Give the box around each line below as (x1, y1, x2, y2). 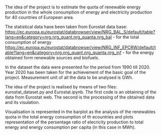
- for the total (113, 34, 139, 40)
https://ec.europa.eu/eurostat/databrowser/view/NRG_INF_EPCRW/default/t (5, 45, 156, 50)
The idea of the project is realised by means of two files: (5, 84, 117, 89)
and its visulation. (5, 100, 40, 105)
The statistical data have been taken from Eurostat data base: (5, 24, 128, 30)
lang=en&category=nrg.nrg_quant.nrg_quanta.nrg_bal (5, 34, 112, 40)
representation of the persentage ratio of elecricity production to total (5, 119, 144, 125)
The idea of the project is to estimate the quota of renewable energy (5, 4, 141, 10)
